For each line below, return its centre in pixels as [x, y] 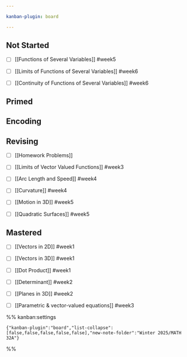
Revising [22, 141]
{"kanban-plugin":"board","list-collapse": [60, 328]
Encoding [24, 121]
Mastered [24, 232]
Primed [20, 102]
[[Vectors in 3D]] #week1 [44, 258]
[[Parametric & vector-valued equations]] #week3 [74, 305]
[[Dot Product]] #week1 [43, 270]
